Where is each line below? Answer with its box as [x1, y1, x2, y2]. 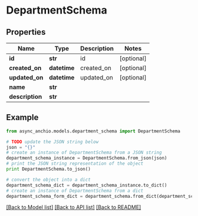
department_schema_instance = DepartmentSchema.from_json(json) [6, 155, 167, 161]
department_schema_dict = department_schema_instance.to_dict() [6, 182, 167, 188]
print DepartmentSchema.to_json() [6, 166, 91, 172]
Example [6, 112, 39, 122]
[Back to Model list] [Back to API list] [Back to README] [6, 204, 141, 211]
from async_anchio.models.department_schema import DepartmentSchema [6, 128, 181, 134]
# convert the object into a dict [6, 177, 91, 182]
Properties [6, 27, 46, 37]
